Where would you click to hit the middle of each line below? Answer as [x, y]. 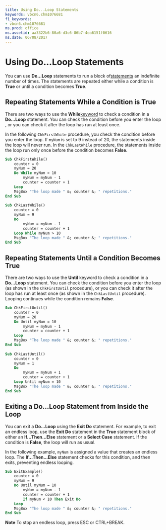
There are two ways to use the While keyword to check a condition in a [77, 114]
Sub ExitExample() [24, 471]
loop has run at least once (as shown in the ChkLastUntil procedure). [76, 293]
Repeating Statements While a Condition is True [81, 102]
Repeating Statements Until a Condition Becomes [83, 258]
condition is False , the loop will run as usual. [50, 442]
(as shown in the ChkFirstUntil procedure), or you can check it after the [79, 288]
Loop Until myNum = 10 [37, 382]
